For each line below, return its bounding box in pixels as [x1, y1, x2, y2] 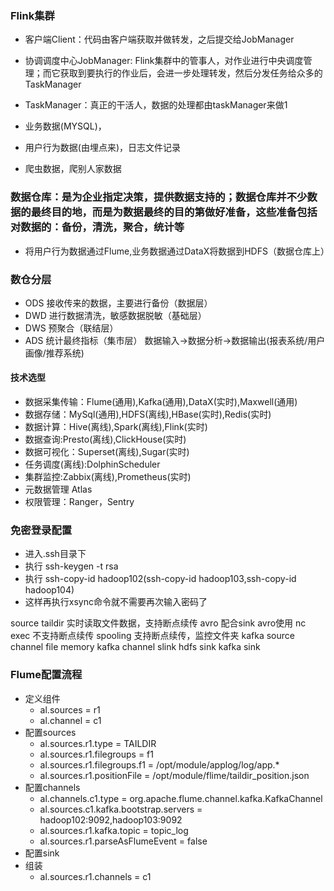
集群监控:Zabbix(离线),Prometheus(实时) [24, 471, 192, 483]
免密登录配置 [10, 523, 73, 537]
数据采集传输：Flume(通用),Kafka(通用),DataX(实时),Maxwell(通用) [24, 396, 298, 408]
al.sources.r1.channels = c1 [39, 870, 152, 882]
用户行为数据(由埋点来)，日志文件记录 [24, 142, 182, 154]
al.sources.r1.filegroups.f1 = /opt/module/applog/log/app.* [39, 758, 280, 771]
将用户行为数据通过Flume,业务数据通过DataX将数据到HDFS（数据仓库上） [24, 245, 330, 257]
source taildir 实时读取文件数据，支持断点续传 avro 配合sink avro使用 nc [10, 617, 307, 629]
